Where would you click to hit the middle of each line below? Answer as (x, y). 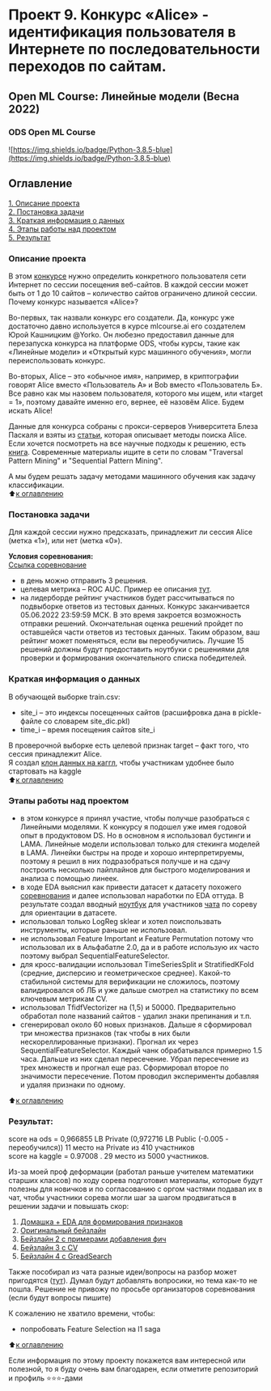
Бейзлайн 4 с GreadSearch (66, 1257)
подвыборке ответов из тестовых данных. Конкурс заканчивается (135, 606)
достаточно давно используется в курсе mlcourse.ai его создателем (127, 326)
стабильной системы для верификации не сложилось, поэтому (130, 982)
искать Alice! (30, 410)
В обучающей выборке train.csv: (64, 697)
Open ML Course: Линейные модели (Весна (124, 96)
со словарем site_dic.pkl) (87, 721)
